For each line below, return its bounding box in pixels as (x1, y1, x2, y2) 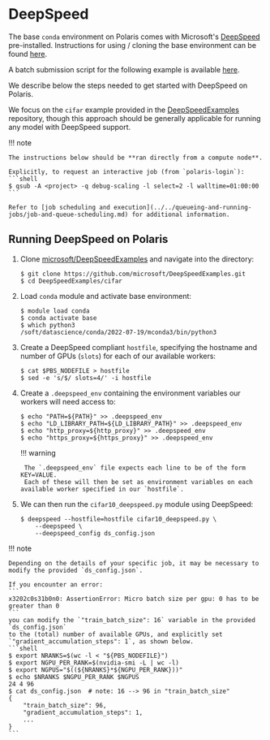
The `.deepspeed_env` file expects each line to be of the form (24, 464, 246, 472)
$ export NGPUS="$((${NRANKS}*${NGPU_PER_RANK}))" (8, 665, 183, 674)
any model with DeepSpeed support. (8, 122, 131, 132)
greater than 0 (8, 602, 60, 610)
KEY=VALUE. (19, 470, 58, 479)
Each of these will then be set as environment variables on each (24, 478, 253, 486)
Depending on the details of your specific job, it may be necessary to (8, 559, 259, 567)
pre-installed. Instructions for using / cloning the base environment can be (8, 40, 257, 50)
